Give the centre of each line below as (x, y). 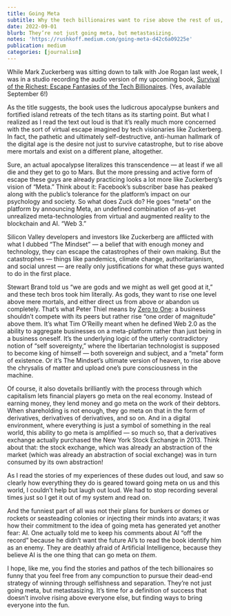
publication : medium (37, 46)
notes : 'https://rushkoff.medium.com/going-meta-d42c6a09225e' (100, 39)
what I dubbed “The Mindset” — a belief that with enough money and (106, 244)
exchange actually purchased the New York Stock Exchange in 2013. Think (113, 440)
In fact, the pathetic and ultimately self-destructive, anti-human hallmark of (114, 136)
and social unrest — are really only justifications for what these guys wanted (115, 266)
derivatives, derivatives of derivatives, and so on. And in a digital (99, 418)
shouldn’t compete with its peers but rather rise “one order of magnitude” (111, 316)
